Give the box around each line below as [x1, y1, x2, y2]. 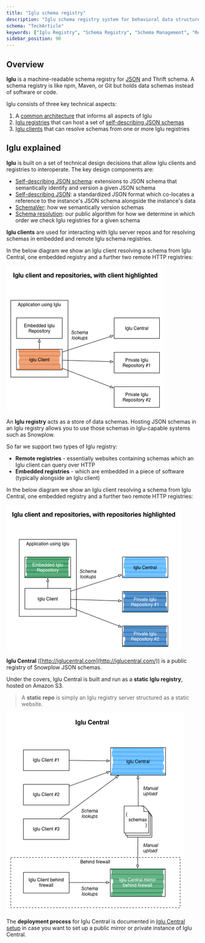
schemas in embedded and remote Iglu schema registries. [6, 235, 153, 242]
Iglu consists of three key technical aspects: [6, 100, 117, 107]
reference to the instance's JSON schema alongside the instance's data [15, 197, 196, 205]
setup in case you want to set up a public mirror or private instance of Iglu [6, 924, 192, 931]
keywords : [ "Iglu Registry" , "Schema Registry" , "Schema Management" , [6, 29, 190, 36]
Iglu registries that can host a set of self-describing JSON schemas [15, 118, 184, 126]
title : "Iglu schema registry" [6, 10, 86, 16]
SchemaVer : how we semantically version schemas [15, 203, 145, 211]
